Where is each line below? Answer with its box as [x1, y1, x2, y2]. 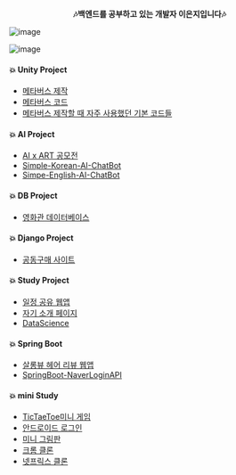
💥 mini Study [9, 389, 59, 400]
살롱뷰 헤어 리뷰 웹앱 [21, 360, 94, 371]
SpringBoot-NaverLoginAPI [21, 370, 123, 381]
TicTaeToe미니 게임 [21, 412, 92, 422]
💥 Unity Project [9, 64, 68, 75]
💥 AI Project [9, 128, 55, 139]
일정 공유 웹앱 [21, 297, 70, 307]
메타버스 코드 [21, 97, 69, 108]
